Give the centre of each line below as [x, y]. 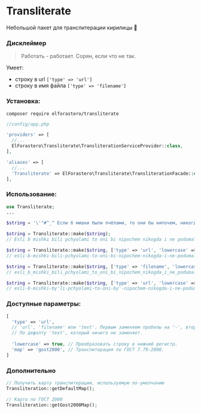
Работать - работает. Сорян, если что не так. [78, 56]
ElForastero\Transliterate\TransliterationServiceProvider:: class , [98, 146]
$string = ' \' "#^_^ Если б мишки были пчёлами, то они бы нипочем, [92, 223]
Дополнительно [31, 370]
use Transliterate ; [31, 207]
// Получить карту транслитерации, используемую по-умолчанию [85, 383]
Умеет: [15, 68]
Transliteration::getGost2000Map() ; [52, 405]
